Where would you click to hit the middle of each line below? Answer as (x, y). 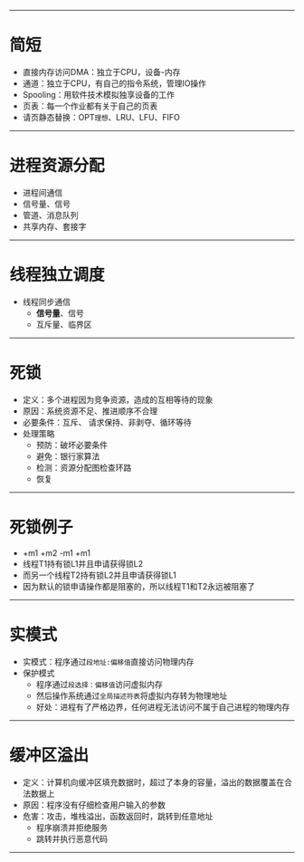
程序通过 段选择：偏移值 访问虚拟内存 (99, 684)
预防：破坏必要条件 (72, 445)
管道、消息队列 (50, 215)
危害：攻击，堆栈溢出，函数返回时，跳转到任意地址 (118, 816)
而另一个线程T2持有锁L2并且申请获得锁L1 (99, 575)
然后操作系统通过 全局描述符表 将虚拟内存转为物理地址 (132, 695)
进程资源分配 (57, 166)
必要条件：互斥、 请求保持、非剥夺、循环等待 (107, 422)
